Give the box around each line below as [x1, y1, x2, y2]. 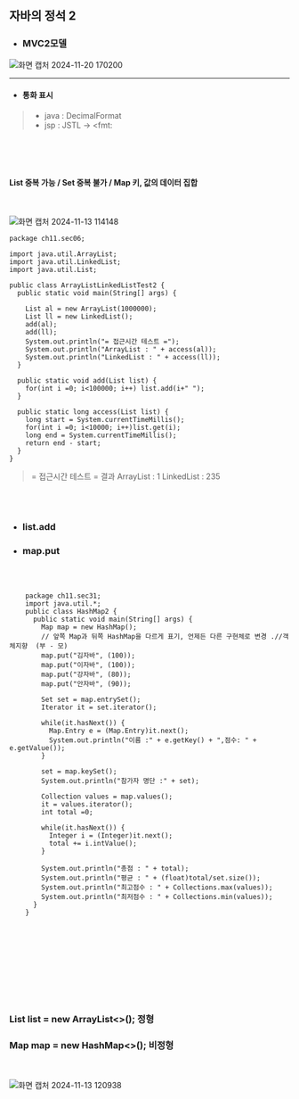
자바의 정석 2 [9, 8, 77, 24]
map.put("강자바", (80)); [41, 670, 132, 680]
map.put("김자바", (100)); [41, 651, 136, 660]
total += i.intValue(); [48, 839, 138, 848]
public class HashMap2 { [25, 607, 117, 616]
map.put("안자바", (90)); [41, 680, 132, 689]
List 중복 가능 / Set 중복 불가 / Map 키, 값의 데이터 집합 [9, 178, 198, 188]
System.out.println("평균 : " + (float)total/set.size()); [41, 873, 261, 883]
